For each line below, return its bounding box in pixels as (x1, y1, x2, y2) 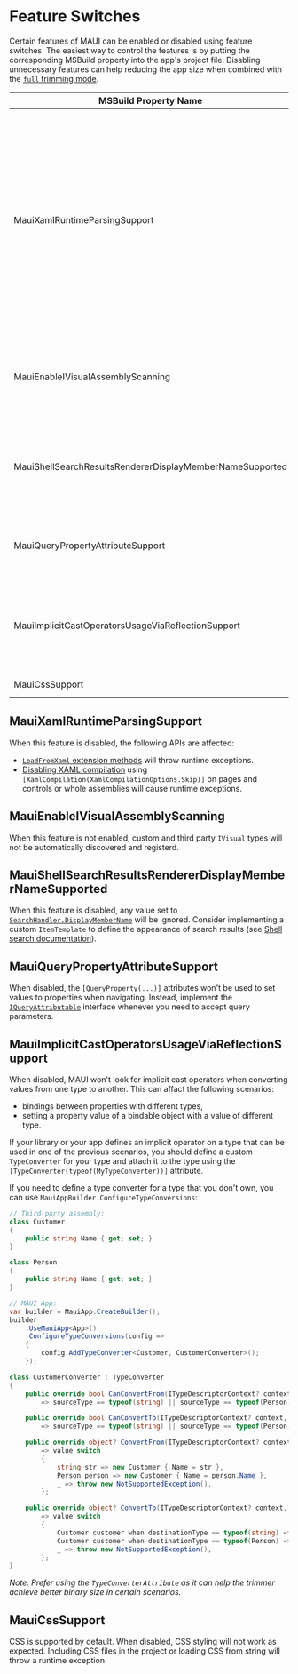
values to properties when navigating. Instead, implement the (9, 992, 233, 1003)
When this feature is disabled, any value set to (9, 905, 178, 916)
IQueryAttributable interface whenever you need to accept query (9, 1001, 251, 1012)
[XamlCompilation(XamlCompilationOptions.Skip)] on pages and (21, 773, 258, 784)
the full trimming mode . (9, 73, 99, 84)
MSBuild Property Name (98, 94, 203, 107)
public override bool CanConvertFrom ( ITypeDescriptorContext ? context (25, 1389, 292, 1399)
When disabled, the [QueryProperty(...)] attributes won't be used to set (9, 983, 276, 993)
